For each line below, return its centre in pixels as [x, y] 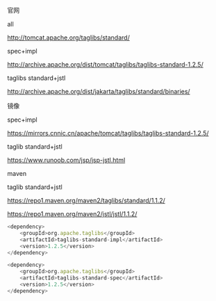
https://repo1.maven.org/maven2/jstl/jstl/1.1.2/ [72, 214]
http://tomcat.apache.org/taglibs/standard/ [68, 38]
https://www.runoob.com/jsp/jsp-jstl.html [66, 160]
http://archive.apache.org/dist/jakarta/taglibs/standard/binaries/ [99, 91]
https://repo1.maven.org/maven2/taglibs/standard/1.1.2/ [86, 201]
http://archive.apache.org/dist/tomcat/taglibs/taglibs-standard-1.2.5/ [105, 64]
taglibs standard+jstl [36, 78]
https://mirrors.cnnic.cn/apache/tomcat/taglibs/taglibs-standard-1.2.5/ [108, 133]
